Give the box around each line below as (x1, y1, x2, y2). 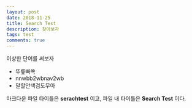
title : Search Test (6, 20, 56, 26)
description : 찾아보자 (6, 26, 60, 32)
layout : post (6, 9, 40, 15)
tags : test (6, 32, 34, 38)
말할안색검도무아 (15, 82, 55, 89)
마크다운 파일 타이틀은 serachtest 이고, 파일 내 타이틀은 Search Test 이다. (6, 95, 186, 102)
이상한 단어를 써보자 (6, 55, 54, 62)
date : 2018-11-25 (6, 15, 51, 21)
